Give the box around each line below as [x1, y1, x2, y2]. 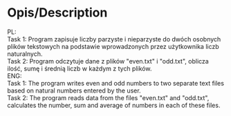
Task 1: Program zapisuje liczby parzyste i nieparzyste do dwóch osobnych [7, 35, 221, 43]
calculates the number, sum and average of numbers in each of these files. [7, 101, 221, 109]
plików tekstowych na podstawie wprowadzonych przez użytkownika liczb [7, 42, 219, 50]
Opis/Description [7, 5, 108, 21]
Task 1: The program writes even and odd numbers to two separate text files [7, 79, 225, 87]
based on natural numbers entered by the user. [7, 86, 141, 95]
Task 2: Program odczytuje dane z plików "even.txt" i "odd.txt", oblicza [7, 57, 209, 65]
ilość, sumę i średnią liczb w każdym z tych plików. [7, 64, 152, 72]
